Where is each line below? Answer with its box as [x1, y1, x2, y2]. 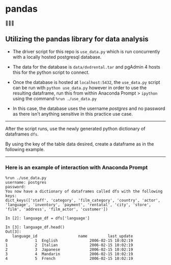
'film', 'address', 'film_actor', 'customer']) [5, 207, 108, 212]
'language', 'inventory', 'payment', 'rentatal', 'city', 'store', [5, 203, 152, 208]
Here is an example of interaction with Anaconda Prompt [5, 164, 148, 171]
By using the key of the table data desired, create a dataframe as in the [5, 141, 154, 147]
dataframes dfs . [5, 131, 39, 137]
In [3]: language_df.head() [5, 225, 65, 230]
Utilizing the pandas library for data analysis [5, 35, 149, 43]
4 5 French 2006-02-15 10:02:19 [5, 256, 133, 261]
